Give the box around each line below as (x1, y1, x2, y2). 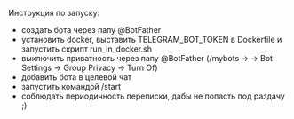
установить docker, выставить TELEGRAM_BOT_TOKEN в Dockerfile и (20, 35, 282, 44)
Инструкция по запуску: (8, 8, 100, 18)
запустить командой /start (20, 82, 122, 91)
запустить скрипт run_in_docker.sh (20, 44, 153, 54)
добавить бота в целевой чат (20, 72, 132, 83)
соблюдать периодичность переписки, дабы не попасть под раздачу (20, 91, 285, 101)
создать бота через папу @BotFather (20, 25, 162, 35)
